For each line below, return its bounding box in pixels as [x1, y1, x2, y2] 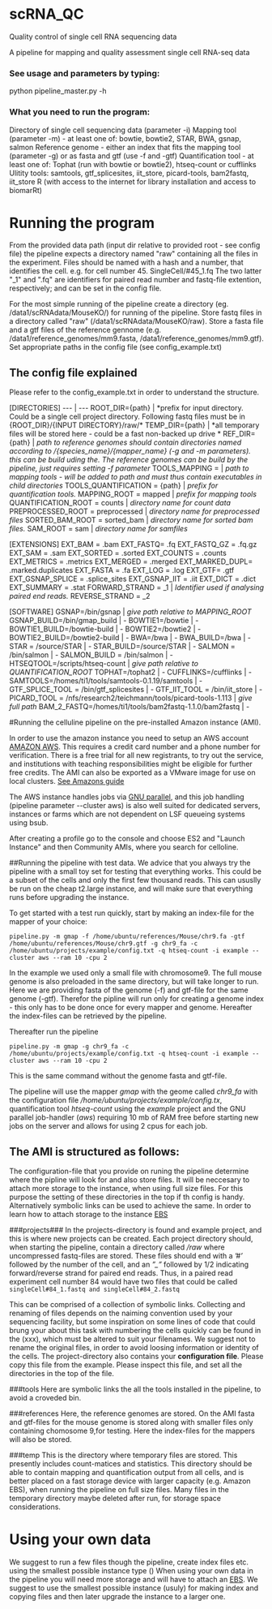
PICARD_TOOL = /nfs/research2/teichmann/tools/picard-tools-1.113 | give [9, 693, 253, 703]
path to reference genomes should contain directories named [36, 437, 242, 447]
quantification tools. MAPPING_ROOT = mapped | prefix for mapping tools [9, 489, 257, 499]
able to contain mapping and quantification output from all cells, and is [9, 1468, 244, 1478]
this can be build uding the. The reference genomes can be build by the [9, 455, 249, 465]
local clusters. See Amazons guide [9, 777, 125, 786]
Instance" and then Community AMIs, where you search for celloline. [9, 842, 239, 852]
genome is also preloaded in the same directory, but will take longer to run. [9, 977, 259, 987]
